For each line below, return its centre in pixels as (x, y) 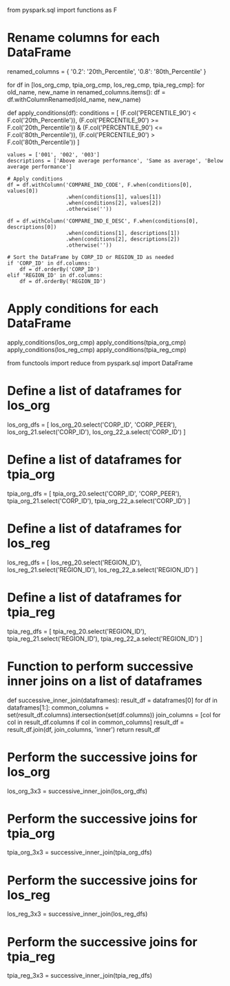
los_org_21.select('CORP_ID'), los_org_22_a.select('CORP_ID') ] (96, 432)
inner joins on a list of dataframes (105, 681)
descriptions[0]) (32, 227)
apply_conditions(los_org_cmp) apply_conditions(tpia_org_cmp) (97, 342)
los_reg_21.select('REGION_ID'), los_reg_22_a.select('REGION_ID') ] (103, 569)
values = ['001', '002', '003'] (53, 154)
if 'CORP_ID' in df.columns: (49, 263)
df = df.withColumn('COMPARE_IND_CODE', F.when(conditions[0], (100, 185)
